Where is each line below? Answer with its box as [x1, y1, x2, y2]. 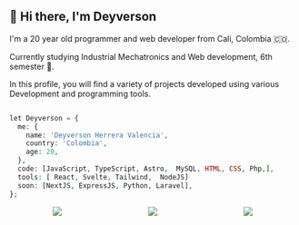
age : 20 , [25, 147, 59, 157]
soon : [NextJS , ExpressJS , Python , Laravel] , [17, 181, 194, 191]
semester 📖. [9, 61, 55, 72]
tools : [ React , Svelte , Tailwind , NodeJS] [17, 172, 189, 181]
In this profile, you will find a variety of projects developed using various [9, 78, 280, 89]
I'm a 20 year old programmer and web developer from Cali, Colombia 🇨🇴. [9, 33, 291, 44]
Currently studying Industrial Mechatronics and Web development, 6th [9, 51, 273, 62]
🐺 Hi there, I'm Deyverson [9, 9, 157, 24]
